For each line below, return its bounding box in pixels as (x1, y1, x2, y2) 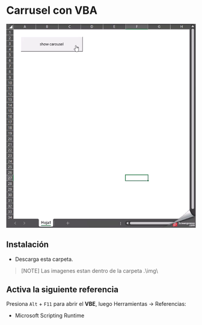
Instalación (6, 240, 49, 250)
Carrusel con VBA (6, 4, 98, 17)
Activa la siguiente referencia (6, 284, 119, 294)
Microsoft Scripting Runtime (14, 312, 85, 319)
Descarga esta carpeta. (14, 255, 73, 263)
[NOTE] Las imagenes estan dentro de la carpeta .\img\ (20, 267, 158, 274)
